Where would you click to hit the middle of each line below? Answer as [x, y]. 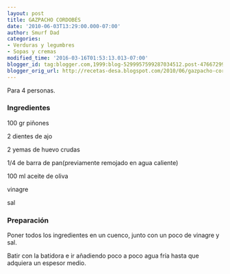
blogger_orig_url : [33, 71]
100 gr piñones [28, 123]
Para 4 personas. [31, 90]
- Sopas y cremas [32, 52]
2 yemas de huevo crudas [44, 149]
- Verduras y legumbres [41, 45]
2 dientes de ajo [30, 136]
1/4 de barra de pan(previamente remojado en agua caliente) [93, 162]
